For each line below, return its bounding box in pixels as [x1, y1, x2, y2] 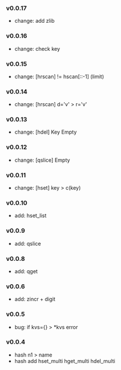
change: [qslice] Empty [14, 156, 70, 163]
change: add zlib [14, 18, 55, 25]
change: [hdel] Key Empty [14, 128, 77, 135]
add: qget [14, 267, 38, 275]
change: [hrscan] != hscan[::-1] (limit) [14, 73, 105, 80]
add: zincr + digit [14, 296, 56, 303]
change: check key [14, 45, 61, 52]
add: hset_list [14, 212, 47, 219]
